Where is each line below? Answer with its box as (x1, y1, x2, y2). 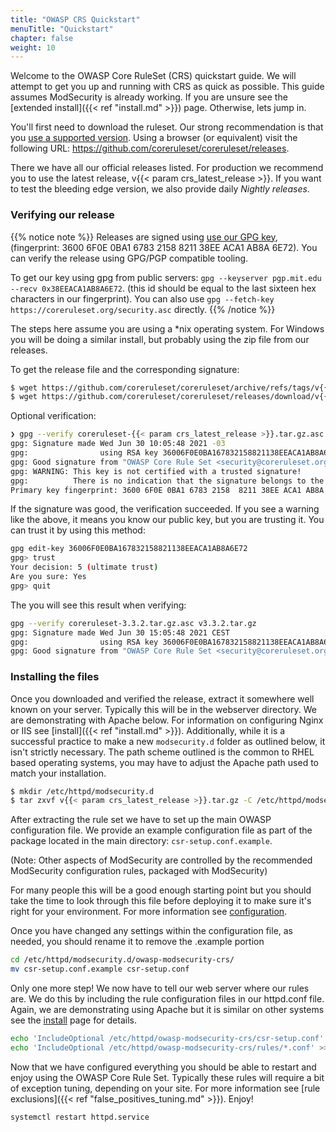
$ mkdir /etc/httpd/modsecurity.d (10, 786, 155, 796)
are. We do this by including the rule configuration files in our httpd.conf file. (10, 993, 325, 1005)
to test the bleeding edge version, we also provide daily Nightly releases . (10, 183, 310, 195)
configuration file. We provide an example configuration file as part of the (10, 824, 313, 836)
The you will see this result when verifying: (10, 599, 187, 611)
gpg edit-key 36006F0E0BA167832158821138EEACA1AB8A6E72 (10, 544, 248, 554)
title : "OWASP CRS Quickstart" (10, 14, 141, 25)
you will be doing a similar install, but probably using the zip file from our (10, 333, 310, 345)
